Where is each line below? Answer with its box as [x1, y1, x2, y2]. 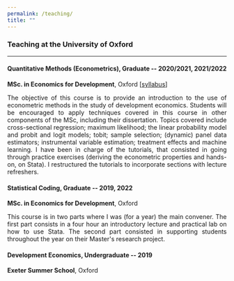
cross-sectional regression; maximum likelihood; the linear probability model [7, 123, 227, 131]
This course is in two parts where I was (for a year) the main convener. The [7, 213, 227, 221]
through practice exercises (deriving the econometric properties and [7, 153, 205, 161]
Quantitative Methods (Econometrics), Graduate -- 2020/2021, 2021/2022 [7, 64, 227, 73]
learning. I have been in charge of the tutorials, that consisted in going [7, 146, 227, 153]
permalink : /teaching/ [7, 10, 73, 17]
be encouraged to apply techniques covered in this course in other [7, 109, 227, 116]
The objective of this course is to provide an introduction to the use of [7, 93, 227, 102]
